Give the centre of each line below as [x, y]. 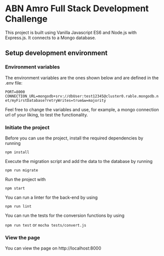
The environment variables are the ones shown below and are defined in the [82, 78]
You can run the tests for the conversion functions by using [65, 215]
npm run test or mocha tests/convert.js [46, 225]
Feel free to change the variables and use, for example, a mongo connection [82, 109]
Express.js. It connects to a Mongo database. [51, 38]
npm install [17, 152]
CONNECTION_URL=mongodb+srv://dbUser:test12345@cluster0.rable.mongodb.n [82, 96]
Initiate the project [27, 127]
